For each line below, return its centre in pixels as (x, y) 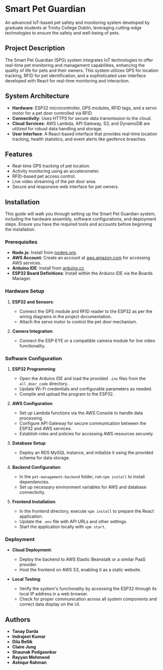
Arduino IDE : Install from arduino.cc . (49, 268)
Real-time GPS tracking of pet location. (51, 166)
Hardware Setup (25, 291)
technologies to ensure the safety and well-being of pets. (63, 33)
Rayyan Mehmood (31, 657)
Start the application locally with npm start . (63, 527)
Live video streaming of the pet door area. (54, 182)
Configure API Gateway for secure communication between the (83, 424)
